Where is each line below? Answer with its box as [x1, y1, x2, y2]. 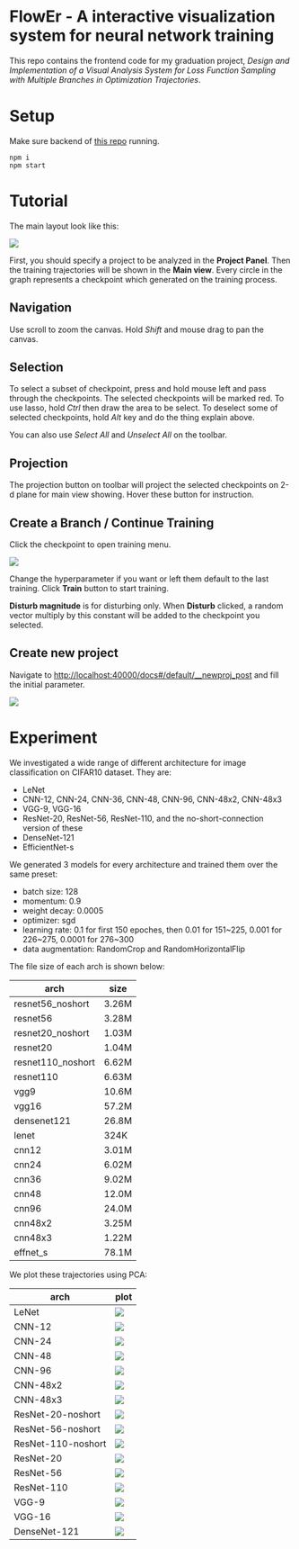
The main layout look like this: [9, 221, 119, 231]
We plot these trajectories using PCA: [9, 1269, 148, 1280]
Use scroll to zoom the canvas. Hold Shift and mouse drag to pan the [9, 324, 265, 335]
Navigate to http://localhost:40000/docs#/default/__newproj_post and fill [9, 669, 279, 680]
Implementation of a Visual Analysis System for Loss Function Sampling [9, 65, 277, 76]
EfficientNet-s [22, 842, 75, 852]
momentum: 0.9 [22, 896, 82, 906]
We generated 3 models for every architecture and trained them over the [9, 859, 278, 869]
